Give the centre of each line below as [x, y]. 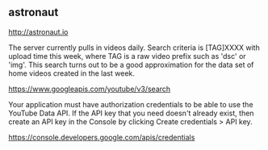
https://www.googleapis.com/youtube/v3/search [90, 89]
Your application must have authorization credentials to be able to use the [131, 104]
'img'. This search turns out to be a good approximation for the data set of [131, 65]
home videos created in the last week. [72, 73]
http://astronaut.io [38, 31]
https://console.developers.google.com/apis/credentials [102, 137]
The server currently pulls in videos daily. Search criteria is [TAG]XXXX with [134, 48]
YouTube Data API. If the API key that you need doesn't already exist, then [131, 113]
